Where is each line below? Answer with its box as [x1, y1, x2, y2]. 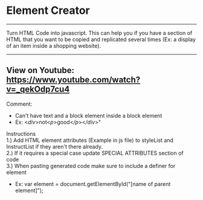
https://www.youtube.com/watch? [6, 75, 141, 85]
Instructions [6, 130, 36, 137]
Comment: [6, 100, 33, 108]
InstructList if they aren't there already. [6, 143, 103, 150]
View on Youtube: [6, 65, 74, 76]
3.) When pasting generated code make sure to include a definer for [6, 162, 176, 169]
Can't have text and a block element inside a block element [14, 112, 163, 119]
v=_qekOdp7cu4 [6, 84, 70, 94]
